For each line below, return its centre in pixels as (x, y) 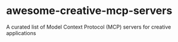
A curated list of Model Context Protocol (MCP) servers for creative (89, 27)
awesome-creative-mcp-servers (89, 11)
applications (21, 33)
